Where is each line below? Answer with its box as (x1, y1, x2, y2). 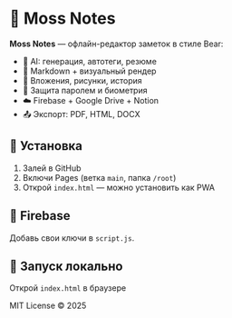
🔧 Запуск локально (9, 258, 123, 273)
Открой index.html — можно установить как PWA (22, 182, 216, 193)
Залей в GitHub (22, 163, 82, 174)
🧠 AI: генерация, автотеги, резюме (22, 55, 157, 66)
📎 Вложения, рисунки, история (22, 75, 142, 85)
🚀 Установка (9, 138, 83, 154)
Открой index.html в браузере (9, 283, 127, 293)
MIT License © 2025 (9, 300, 87, 312)
